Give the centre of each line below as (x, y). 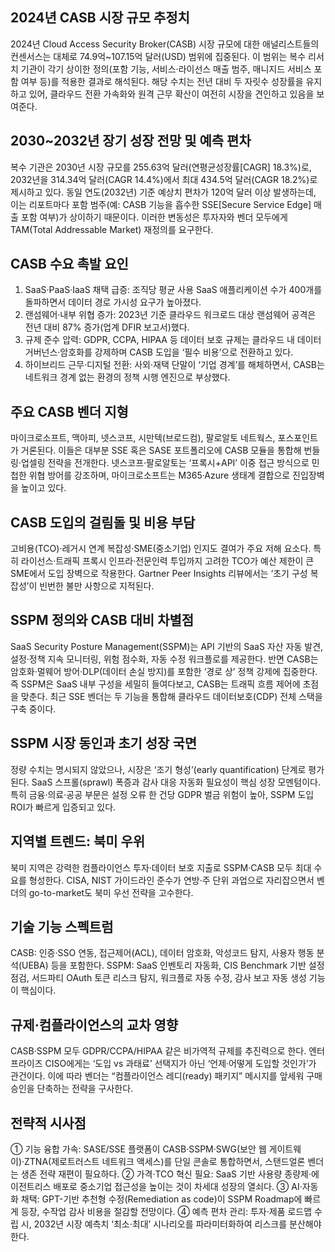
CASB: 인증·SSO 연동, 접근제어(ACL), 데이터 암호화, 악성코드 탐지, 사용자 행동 (162, 953)
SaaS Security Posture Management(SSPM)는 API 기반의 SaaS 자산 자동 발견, (167, 646)
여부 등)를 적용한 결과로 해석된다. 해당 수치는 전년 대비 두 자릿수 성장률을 (162, 81)
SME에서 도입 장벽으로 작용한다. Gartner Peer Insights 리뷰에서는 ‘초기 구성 (159, 574)
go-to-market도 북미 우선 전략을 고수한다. (111, 892)
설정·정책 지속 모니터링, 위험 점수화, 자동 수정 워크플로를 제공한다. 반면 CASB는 (164, 659)
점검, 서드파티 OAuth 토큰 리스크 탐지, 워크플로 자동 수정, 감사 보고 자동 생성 (158, 978)
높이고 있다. (43, 488)
